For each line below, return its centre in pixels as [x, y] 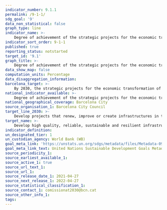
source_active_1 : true [29, 162]
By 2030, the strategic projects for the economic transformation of [88, 88]
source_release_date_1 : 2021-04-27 [42, 176]
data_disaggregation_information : [41, 79]
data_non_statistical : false [35, 24]
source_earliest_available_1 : [37, 158]
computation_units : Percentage [38, 75]
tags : [11, 200]
